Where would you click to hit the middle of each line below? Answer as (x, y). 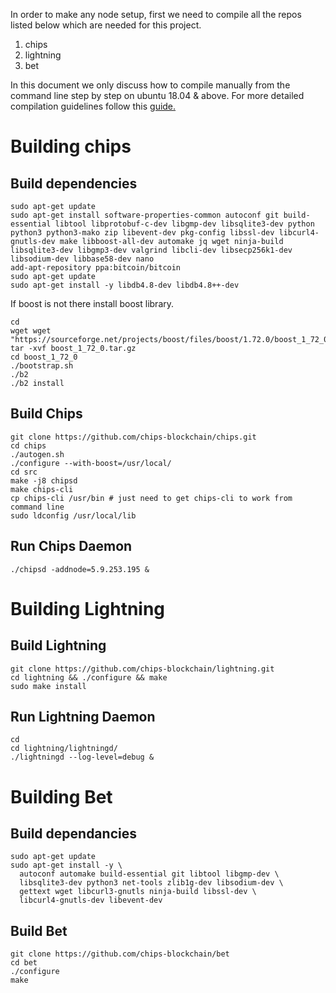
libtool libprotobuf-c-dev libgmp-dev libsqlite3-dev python (184, 224)
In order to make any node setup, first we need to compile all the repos (156, 14)
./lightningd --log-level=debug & (82, 757)
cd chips (28, 445)
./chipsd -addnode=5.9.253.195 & (80, 569)
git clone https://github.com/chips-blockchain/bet (120, 954)
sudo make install (48, 686)
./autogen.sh (37, 454)
